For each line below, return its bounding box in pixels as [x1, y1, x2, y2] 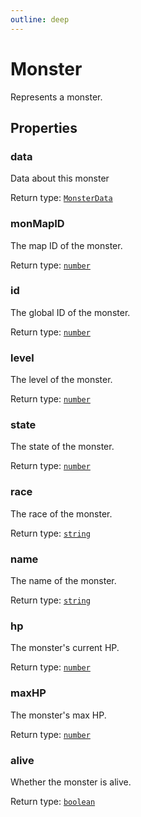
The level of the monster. [10, 374, 113, 386]
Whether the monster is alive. [10, 776, 132, 788]
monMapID [10, 217, 65, 231]
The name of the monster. [10, 575, 117, 587]
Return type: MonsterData [10, 192, 113, 204]
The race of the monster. [10, 507, 113, 520]
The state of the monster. [10, 441, 115, 453]
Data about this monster [10, 172, 110, 185]
